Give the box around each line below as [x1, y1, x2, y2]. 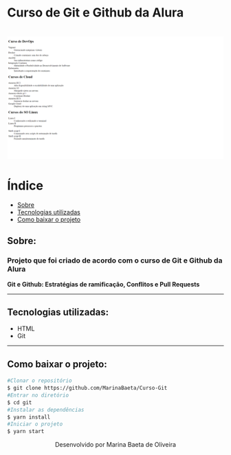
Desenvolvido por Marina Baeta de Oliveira [54, 441, 177, 449]
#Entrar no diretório [7, 392, 69, 399]
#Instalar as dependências [7, 406, 85, 413]
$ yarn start [7, 428, 45, 435]
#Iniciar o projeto [7, 421, 63, 428]
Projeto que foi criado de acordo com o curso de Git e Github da [7, 256, 223, 265]
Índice [7, 178, 43, 194]
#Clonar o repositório [7, 377, 72, 384]
